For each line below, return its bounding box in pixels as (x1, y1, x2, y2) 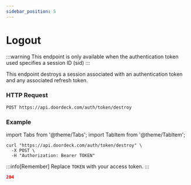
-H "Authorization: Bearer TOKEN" (11, 153, 95, 159)
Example (6, 118, 32, 126)
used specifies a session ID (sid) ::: (6, 59, 91, 66)
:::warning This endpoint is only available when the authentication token (6, 53, 179, 60)
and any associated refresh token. (6, 76, 88, 83)
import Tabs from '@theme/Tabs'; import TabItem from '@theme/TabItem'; (6, 131, 186, 138)
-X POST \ (11, 148, 35, 153)
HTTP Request (6, 91, 48, 99)
